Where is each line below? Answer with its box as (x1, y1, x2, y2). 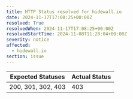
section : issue (6, 53, 44, 59)
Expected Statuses (10, 73, 65, 81)
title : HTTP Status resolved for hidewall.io (6, 8, 122, 15)
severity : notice (6, 37, 50, 43)
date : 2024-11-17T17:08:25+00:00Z (6, 14, 93, 20)
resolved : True (6, 20, 44, 26)
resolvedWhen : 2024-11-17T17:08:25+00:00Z (6, 25, 114, 32)
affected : (6, 43, 31, 49)
